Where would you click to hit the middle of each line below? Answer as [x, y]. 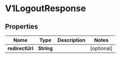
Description [72, 40]
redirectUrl [20, 48]
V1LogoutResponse [46, 9]
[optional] [101, 48]
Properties [22, 27]
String [45, 48]
